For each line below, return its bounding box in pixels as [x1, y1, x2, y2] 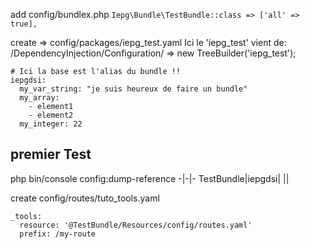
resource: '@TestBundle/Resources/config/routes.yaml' [19, 220, 253, 230]
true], [10, 19, 38, 29]
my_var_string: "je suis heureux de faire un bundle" [19, 84, 248, 94]
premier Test [10, 146, 92, 163]
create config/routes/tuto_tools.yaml [10, 192, 160, 204]
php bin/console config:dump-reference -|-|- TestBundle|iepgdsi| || [10, 172, 290, 184]
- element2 [28, 110, 74, 120]
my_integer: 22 [19, 119, 83, 129]
